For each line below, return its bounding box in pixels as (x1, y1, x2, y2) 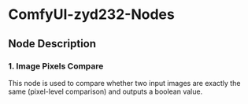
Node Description (8, 37, 97, 50)
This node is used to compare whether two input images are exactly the (8, 78, 241, 87)
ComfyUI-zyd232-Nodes (8, 6, 175, 24)
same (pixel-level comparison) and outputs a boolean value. (8, 87, 203, 96)
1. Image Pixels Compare (8, 61, 104, 72)
